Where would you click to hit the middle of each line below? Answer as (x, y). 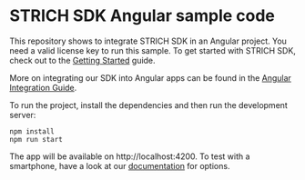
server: (23, 115)
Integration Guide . (43, 87)
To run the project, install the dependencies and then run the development (149, 105)
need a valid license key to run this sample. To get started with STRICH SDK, (152, 50)
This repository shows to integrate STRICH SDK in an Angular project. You (148, 41)
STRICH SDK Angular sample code (142, 16)
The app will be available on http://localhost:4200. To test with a (130, 156)
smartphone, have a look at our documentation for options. (120, 165)
